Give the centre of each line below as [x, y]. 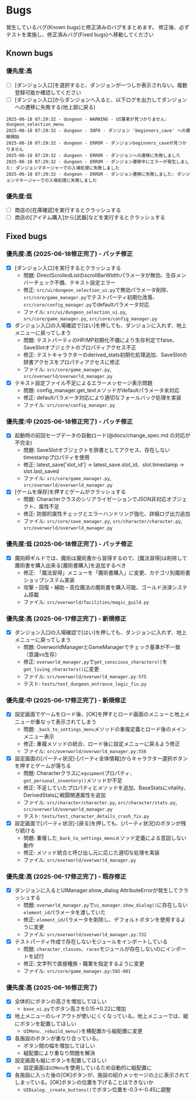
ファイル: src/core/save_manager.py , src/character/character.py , [103, 521]
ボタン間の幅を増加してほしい [59, 1045]
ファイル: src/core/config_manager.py [69, 405]
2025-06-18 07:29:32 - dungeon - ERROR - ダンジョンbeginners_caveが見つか [97, 143]
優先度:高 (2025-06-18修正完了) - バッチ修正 [70, 254]
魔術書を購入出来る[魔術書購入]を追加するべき [71, 565]
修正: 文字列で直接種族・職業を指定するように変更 [84, 964]
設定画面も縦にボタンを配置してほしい [61, 1060]
